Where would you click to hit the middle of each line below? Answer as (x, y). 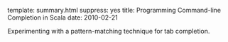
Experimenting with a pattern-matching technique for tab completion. (109, 31)
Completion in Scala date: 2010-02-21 (63, 17)
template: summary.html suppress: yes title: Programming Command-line (114, 10)
